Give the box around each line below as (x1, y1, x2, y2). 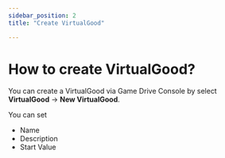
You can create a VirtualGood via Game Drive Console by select (8, 87, 217, 96)
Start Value (19, 142, 56, 152)
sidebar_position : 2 (8, 11, 77, 20)
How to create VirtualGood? (8, 60, 196, 78)
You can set (8, 110, 48, 120)
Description (19, 134, 58, 144)
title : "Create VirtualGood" (8, 19, 105, 27)
